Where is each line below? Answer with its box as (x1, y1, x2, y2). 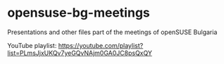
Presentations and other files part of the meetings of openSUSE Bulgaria (7, 28, 218, 36)
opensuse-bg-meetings (7, 5, 150, 21)
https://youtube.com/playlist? (58, 41, 144, 49)
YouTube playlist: (7, 41, 57, 49)
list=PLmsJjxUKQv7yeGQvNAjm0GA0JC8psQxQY (7, 49, 153, 57)
